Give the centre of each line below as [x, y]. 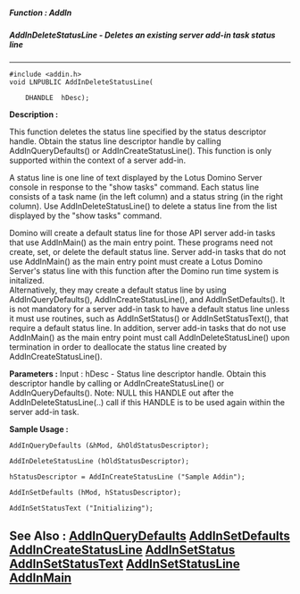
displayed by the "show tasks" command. [86, 216]
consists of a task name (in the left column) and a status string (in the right [146, 197]
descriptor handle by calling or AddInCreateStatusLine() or [117, 384]
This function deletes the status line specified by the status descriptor [138, 132]
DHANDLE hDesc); [58, 98]
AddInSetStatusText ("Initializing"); [81, 509]
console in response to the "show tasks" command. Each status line [134, 187]
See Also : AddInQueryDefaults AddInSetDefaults [150, 535]
